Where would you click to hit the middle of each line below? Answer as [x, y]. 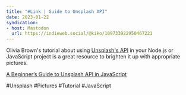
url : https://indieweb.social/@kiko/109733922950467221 [82, 34]
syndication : [22, 22]
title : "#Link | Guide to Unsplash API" [57, 12]
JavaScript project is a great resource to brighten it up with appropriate [93, 57]
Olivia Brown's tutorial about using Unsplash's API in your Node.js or [90, 50]
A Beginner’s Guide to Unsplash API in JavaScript [67, 74]
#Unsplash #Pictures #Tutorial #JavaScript [59, 86]
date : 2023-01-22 [28, 17]
